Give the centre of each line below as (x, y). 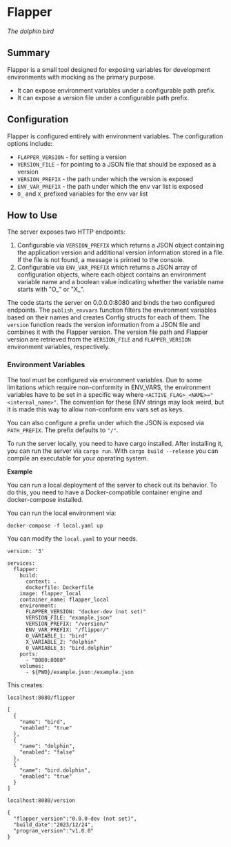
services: (21, 563)
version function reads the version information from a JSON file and (104, 325)
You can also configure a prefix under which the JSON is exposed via (106, 422)
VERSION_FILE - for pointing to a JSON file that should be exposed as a (117, 164)
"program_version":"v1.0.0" (54, 830)
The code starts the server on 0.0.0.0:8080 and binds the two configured (111, 303)
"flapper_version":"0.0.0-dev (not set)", (75, 819)
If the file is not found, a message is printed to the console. (101, 260)
